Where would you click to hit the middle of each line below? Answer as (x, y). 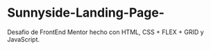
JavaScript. (24, 39)
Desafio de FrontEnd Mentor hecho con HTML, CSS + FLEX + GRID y (105, 32)
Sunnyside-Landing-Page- (86, 13)
